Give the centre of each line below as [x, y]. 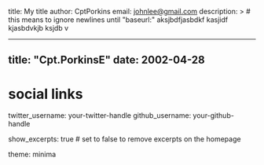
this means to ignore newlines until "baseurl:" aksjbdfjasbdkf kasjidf [118, 20]
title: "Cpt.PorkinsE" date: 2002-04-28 [107, 60]
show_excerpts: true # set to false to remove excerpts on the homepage [125, 139]
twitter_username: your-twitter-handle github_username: [100, 115]
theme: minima [32, 154]
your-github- [213, 115]
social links [46, 94]
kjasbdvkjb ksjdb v [38, 28]
